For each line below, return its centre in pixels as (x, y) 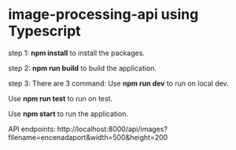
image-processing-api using (103, 15)
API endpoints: (32, 129)
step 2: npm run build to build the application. (83, 68)
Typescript (44, 31)
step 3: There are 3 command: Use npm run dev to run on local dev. (119, 83)
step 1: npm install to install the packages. (77, 53)
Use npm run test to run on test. (60, 98)
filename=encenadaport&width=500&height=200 (88, 137)
